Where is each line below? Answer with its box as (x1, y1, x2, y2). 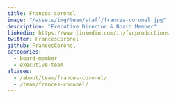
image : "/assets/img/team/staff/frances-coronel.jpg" (7, 17, 167, 23)
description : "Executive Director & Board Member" (7, 23, 157, 30)
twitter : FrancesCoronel (7, 36, 79, 43)
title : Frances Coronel (7, 10, 77, 17)
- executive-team (13, 61, 64, 68)
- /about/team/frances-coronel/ (13, 74, 108, 81)
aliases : (7, 68, 33, 75)
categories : (7, 49, 42, 56)
